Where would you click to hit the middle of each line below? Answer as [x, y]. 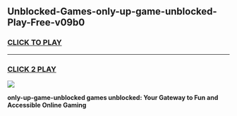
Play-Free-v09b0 [46, 23]
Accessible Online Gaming [47, 105]
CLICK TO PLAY [35, 43]
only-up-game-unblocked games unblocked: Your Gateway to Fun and [113, 97]
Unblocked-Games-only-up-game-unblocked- [112, 12]
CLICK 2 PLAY [32, 69]
